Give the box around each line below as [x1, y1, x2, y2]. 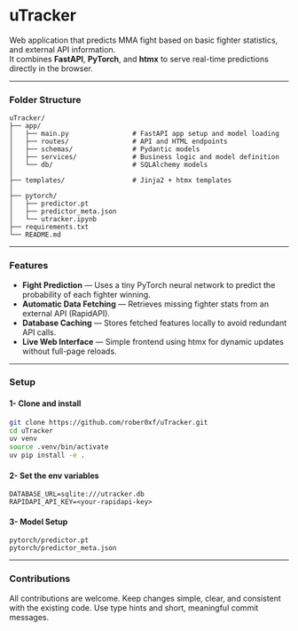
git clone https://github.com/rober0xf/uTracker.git [9, 418, 208, 427]
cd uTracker [9, 426, 53, 435]
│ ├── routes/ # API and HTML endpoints [9, 137, 228, 147]
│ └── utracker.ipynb [9, 215, 98, 224]
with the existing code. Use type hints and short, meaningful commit [9, 602, 259, 613]
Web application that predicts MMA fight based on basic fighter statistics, [9, 35, 278, 45]
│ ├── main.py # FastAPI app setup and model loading [9, 130, 279, 139]
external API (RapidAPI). [21, 308, 111, 318]
